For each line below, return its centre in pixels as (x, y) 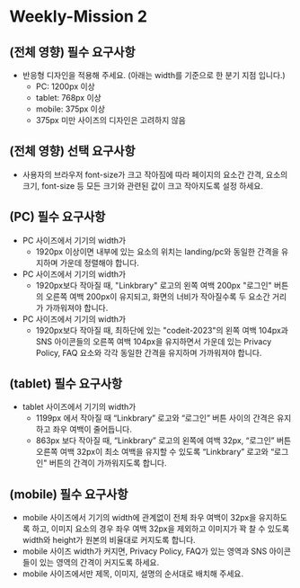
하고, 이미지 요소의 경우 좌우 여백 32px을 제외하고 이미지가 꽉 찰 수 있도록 (161, 529)
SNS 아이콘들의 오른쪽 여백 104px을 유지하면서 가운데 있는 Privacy (154, 341)
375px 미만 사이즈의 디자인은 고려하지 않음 (110, 120)
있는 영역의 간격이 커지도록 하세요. (99, 563)
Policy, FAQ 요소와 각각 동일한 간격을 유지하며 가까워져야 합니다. (149, 352)
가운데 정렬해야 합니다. (99, 263)
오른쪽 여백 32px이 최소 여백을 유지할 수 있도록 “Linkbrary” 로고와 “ (155, 452)
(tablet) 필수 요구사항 (66, 384)
